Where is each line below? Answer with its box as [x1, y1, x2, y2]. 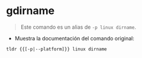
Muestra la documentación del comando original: [14, 35, 135, 42]
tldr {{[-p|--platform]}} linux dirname [6, 46, 108, 52]
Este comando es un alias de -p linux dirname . [20, 23, 136, 30]
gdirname [6, 4, 55, 18]
